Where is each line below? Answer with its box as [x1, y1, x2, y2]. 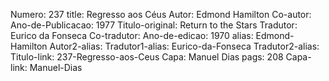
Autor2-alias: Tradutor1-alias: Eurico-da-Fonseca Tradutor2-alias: [49, 40, 320, 52]
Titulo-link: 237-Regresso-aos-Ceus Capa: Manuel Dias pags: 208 [10, 51, 284, 63]
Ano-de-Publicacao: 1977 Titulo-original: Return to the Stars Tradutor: [10, 19, 298, 31]
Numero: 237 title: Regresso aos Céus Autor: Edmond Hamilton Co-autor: [10, 9, 312, 20]
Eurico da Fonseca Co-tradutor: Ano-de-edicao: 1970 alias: [10, 30, 254, 41]
